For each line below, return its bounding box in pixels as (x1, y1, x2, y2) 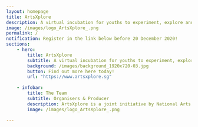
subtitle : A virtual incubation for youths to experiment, (27, 57, 176, 63)
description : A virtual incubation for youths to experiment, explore (6, 19, 183, 25)
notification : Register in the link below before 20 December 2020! (6, 36, 178, 42)
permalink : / (6, 30, 38, 36)
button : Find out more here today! (27, 68, 115, 74)
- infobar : (16, 85, 44, 91)
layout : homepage (6, 8, 49, 15)
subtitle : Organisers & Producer (27, 95, 110, 101)
